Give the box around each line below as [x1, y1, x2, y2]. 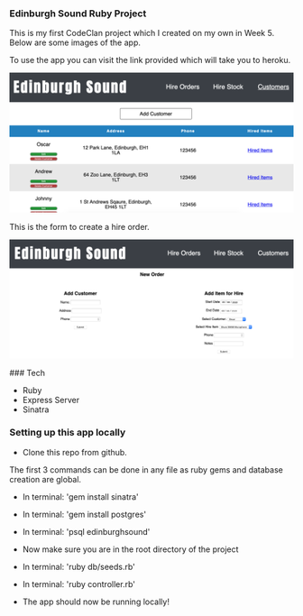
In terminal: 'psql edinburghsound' [22, 526, 151, 537]
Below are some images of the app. [9, 37, 142, 48]
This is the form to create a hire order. [9, 222, 151, 233]
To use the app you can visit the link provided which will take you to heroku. [9, 55, 291, 66]
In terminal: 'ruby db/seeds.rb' [22, 561, 135, 572]
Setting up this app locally [9, 427, 126, 439]
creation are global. [9, 473, 82, 484]
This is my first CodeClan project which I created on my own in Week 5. [9, 28, 275, 39]
